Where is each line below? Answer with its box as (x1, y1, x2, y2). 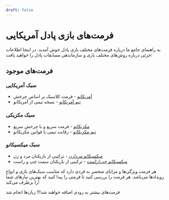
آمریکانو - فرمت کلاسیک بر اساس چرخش (13, 93, 92, 99)
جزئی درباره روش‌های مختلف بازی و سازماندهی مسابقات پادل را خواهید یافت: (6, 52, 153, 58)
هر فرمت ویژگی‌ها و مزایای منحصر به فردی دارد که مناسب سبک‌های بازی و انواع (6, 168, 157, 174)
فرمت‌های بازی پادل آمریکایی (6, 29, 114, 41)
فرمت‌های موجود (6, 66, 53, 75)
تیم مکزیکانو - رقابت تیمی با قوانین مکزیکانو (13, 129, 96, 135)
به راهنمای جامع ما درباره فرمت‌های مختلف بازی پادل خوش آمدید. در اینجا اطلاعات (6, 46, 161, 53)
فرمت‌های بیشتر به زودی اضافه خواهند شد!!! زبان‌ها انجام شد (6, 189, 120, 195)
